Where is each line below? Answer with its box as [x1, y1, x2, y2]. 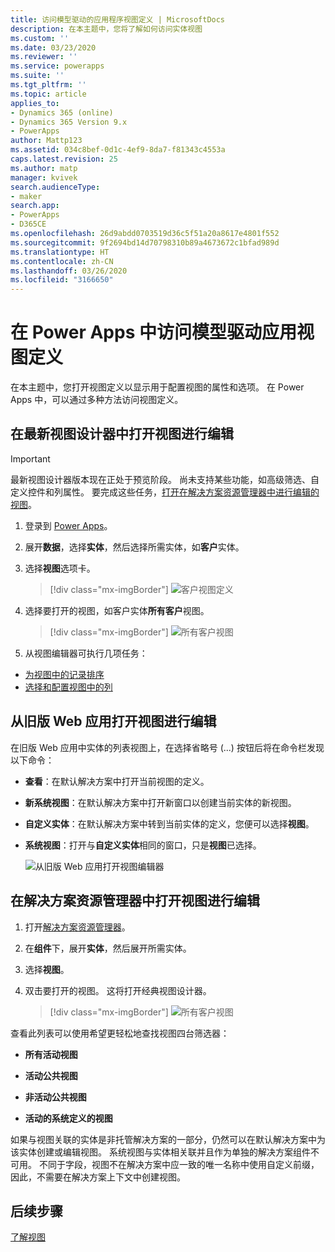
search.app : [10, 201, 60, 211]
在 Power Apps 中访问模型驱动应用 [10, 321, 297, 344]
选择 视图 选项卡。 [24, 562, 96, 574]
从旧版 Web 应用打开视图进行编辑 [10, 713, 217, 730]
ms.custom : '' [10, 33, 70, 43]
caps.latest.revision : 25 [10, 154, 118, 164]
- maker [10, 191, 43, 201]
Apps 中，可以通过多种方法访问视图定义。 [10, 394, 184, 406]
